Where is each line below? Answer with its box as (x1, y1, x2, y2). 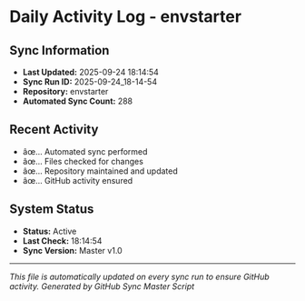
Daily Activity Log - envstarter (9, 6, 242, 27)
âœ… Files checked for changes (22, 156, 143, 166)
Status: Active (22, 226, 77, 236)
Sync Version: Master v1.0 (22, 245, 123, 256)
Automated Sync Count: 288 (22, 95, 133, 106)
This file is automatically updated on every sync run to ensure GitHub (9, 271, 270, 282)
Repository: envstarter (22, 86, 109, 96)
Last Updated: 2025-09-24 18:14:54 (22, 66, 159, 77)
